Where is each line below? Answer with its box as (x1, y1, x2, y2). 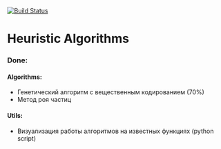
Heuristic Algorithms (7, 31, 130, 46)
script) (17, 134, 37, 142)
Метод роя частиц (17, 96, 71, 104)
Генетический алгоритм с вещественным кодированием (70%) (17, 88, 205, 96)
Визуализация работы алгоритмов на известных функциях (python (17, 127, 214, 135)
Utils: (7, 111, 23, 119)
